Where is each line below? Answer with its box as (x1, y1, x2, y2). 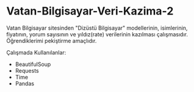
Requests (15, 67, 39, 74)
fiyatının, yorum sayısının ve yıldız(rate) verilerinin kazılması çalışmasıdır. (6, 30, 188, 38)
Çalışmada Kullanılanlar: (6, 48, 66, 56)
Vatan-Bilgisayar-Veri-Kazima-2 (6, 4, 174, 18)
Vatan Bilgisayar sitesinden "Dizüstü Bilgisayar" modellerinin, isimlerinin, (6, 24, 188, 31)
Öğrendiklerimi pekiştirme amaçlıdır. (6, 37, 97, 44)
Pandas (15, 80, 35, 87)
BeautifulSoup (15, 61, 51, 68)
